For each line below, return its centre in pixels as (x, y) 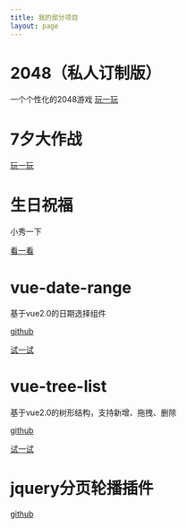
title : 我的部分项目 (44, 17)
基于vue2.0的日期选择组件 (58, 314)
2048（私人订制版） (86, 73)
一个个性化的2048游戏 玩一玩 (64, 100)
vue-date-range (71, 287)
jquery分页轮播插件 (82, 489)
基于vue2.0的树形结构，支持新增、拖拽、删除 (93, 412)
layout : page (34, 26)
